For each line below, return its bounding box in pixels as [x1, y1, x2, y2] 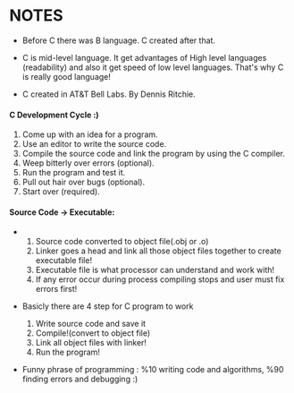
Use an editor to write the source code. [21, 139, 167, 150]
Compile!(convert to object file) [35, 328, 151, 338]
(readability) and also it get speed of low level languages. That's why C [21, 62, 284, 73]
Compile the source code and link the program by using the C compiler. [21, 149, 286, 159]
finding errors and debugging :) [21, 373, 139, 385]
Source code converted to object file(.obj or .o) [35, 236, 209, 247]
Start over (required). [21, 186, 100, 197]
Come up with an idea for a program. [21, 129, 158, 140]
